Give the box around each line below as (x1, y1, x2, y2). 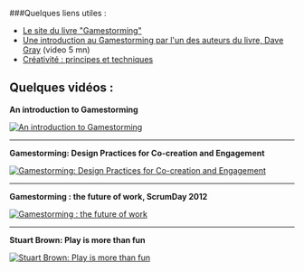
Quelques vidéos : (9, 80, 114, 96)
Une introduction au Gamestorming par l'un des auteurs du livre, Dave (22, 35, 284, 45)
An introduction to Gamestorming (9, 104, 138, 115)
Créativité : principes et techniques (22, 54, 154, 64)
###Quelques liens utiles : (9, 8, 107, 18)
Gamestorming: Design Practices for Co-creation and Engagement (9, 147, 265, 158)
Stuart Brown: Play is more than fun (9, 234, 147, 245)
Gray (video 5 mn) (22, 44, 90, 55)
